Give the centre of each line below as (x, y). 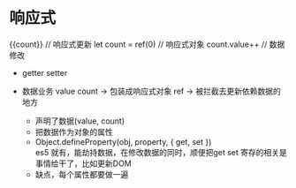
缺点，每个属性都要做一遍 (82, 174)
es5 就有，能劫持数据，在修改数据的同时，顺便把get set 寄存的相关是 (161, 152)
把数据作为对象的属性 (74, 132)
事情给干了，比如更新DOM (83, 163)
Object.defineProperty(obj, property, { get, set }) (123, 141)
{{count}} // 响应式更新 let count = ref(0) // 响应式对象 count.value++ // (138, 44)
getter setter (45, 72)
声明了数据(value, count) (80, 121)
